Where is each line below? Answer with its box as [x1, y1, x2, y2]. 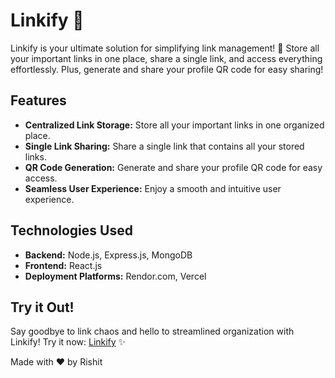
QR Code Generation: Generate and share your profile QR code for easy [24, 161, 323, 173]
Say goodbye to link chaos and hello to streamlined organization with [10, 325, 295, 338]
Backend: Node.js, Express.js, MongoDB [24, 249, 193, 261]
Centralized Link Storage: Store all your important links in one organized [24, 119, 325, 131]
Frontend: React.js [24, 259, 103, 271]
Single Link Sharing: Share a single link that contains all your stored [24, 140, 305, 152]
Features [10, 92, 67, 109]
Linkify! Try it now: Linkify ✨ [10, 336, 127, 348]
